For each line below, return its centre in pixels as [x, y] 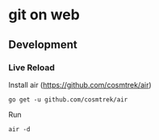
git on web [44, 15]
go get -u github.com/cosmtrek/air [68, 99]
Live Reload [31, 68]
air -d [19, 129]
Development [43, 45]
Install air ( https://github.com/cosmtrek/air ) [80, 84]
